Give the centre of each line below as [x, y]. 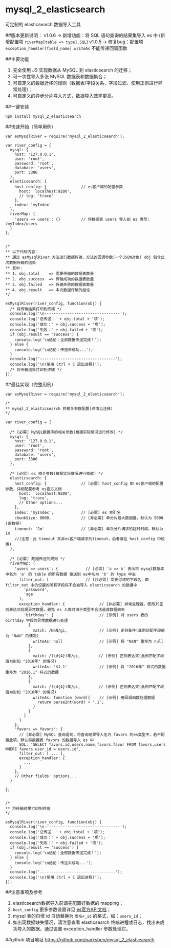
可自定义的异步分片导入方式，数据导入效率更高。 [64, 96]
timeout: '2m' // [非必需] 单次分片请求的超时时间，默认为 [89, 529]
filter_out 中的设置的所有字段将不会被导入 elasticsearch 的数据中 [71, 585]
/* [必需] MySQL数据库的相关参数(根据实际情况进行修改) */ [66, 432]
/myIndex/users [22, 224]
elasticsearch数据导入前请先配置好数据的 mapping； [68, 903]
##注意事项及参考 [24, 892]
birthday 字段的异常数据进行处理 [37, 620]
